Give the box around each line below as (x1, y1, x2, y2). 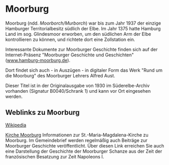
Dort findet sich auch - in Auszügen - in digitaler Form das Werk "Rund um (5, 67, 163, 73)
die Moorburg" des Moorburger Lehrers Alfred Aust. (5, 72, 115, 78)
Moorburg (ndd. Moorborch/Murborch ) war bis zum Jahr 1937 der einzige (5, 20, 161, 26)
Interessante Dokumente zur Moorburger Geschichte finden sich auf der (5, 46, 158, 52)
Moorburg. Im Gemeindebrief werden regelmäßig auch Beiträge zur (5, 137, 147, 143)
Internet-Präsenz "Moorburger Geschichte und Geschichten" (5, 52, 134, 58)
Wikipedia (5, 121, 27, 128)
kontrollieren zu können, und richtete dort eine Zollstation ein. (5, 36, 135, 43)
